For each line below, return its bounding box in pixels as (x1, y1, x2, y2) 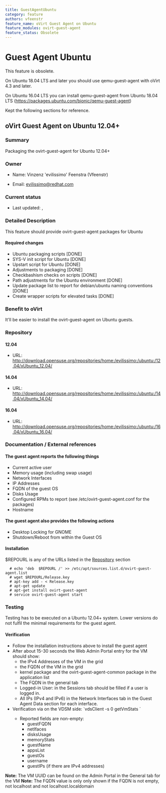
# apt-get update (9, 584, 46, 589)
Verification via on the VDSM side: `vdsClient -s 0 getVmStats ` (12, 706, 141, 712)
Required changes (5, 240, 44, 246)
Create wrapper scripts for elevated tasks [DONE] (12, 293, 114, 299)
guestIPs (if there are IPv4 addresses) (27, 763, 105, 769)
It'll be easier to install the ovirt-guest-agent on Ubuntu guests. (5, 317, 134, 323)
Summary (5, 137, 30, 144)
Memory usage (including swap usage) (12, 470, 93, 476)
